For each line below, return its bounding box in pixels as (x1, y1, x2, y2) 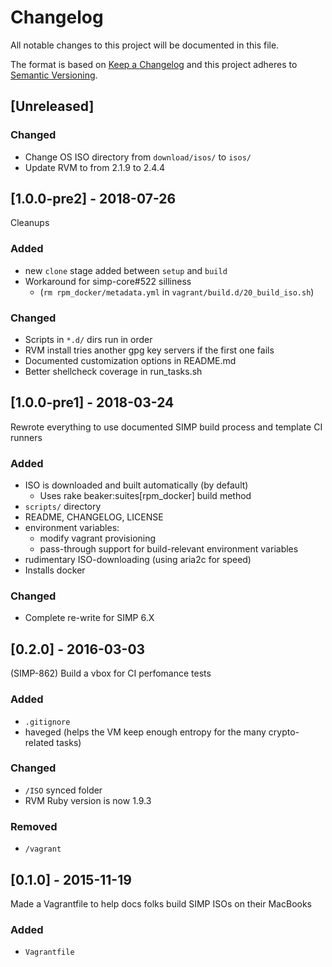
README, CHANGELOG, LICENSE (24, 511, 164, 523)
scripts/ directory (24, 501, 102, 513)
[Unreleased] (10, 98, 95, 115)
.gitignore (24, 717, 71, 727)
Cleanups (10, 217, 50, 229)
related (24, 736, 55, 748)
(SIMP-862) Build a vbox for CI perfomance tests (10, 667, 212, 680)
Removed (10, 819, 58, 833)
